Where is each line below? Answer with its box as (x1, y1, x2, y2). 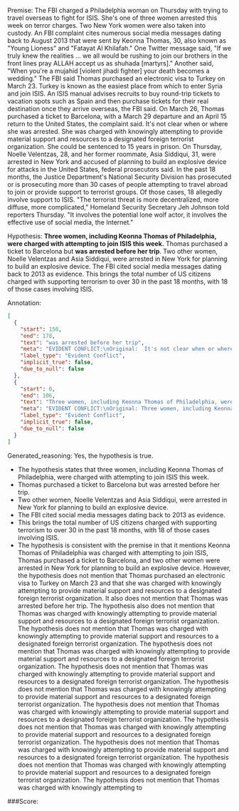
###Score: (7, 797, 39, 805)
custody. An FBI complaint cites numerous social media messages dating (7, 29, 222, 37)
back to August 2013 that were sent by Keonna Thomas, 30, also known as (7, 36, 226, 45)
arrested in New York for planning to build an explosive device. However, (17, 563, 231, 572)
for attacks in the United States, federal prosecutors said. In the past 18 (7, 165, 216, 173)
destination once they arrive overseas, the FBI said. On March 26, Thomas (7, 105, 225, 113)
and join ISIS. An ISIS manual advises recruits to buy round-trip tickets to (7, 89, 221, 98)
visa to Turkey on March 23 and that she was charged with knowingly (17, 579, 222, 587)
